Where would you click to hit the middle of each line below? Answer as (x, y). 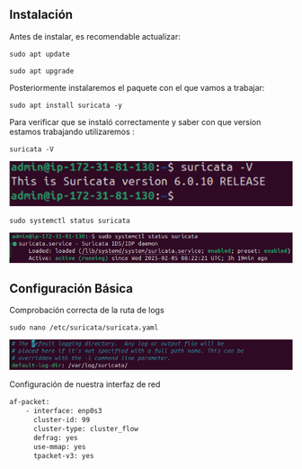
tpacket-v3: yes (63, 456)
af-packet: (30, 402)
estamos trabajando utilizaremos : (72, 131)
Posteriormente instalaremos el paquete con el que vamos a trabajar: (137, 87)
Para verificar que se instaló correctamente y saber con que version (135, 122)
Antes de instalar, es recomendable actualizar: (95, 36)
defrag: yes (55, 438)
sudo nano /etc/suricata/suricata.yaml (84, 328)
